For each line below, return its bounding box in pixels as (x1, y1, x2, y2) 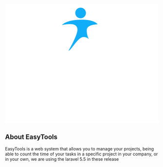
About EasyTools (5, 133, 57, 141)
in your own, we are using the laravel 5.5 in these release (5, 156, 119, 162)
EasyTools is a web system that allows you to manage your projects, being (5, 146, 154, 151)
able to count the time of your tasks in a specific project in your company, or (5, 151, 158, 157)
